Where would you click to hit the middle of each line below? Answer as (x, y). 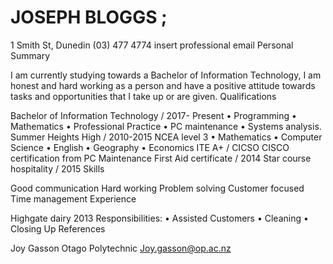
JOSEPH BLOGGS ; (89, 17)
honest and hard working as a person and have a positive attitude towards (163, 85)
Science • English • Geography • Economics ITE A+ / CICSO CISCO (150, 147)
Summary (30, 55)
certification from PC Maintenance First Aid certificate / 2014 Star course (161, 158)
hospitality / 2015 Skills (57, 168)
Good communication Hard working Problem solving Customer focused (157, 188)
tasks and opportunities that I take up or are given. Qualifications (143, 96)
